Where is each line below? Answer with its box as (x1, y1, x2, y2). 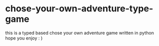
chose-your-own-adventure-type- (5, 3, 153, 14)
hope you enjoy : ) (5, 35, 43, 41)
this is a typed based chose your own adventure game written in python (5, 30, 154, 36)
